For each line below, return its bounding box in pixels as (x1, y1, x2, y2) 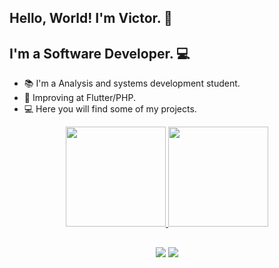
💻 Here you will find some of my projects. (23, 103, 197, 115)
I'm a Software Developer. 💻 (9, 45, 191, 62)
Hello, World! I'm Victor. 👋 (9, 10, 173, 27)
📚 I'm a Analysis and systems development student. (23, 77, 241, 90)
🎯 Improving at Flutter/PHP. (23, 92, 136, 104)
